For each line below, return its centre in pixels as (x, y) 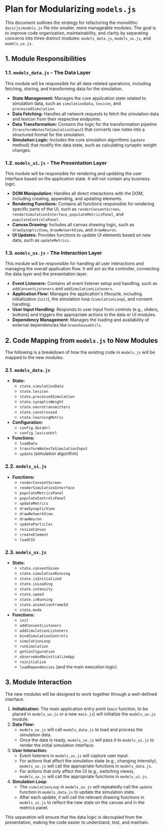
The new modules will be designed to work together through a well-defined (81, 694)
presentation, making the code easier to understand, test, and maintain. (77, 822)
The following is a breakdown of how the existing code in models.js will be (80, 352)
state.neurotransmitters (45, 407)
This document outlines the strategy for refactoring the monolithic (71, 23)
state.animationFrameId (44, 605)
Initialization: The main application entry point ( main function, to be (80, 709)
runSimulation (34, 646)
